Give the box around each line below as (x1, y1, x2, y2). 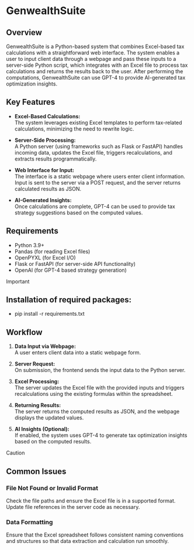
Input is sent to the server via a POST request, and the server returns (14, 179, 181, 186)
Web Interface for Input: (14, 166, 75, 173)
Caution (6, 449, 25, 456)
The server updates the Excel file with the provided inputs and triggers (14, 384, 185, 391)
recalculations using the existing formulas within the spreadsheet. (14, 391, 174, 398)
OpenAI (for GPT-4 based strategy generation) (14, 267, 127, 274)
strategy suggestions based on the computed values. (14, 209, 143, 216)
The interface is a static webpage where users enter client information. (14, 173, 185, 180)
